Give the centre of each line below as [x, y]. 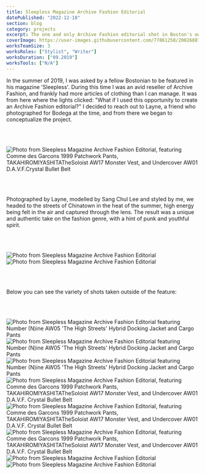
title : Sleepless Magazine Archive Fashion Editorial [76, 12]
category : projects [31, 29]
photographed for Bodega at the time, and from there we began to [89, 113]
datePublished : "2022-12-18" [43, 18]
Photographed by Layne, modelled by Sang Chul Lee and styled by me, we [100, 199]
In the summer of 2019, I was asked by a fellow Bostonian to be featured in [100, 81]
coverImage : [21, 40]
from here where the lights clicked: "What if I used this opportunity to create [102, 100]
